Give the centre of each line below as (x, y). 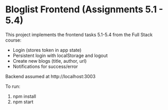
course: (13, 40)
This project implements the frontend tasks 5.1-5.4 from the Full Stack (79, 34)
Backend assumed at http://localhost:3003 (51, 76)
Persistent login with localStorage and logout (60, 56)
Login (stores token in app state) (47, 50)
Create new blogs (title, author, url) (50, 61)
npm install (24, 96)
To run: (13, 86)
